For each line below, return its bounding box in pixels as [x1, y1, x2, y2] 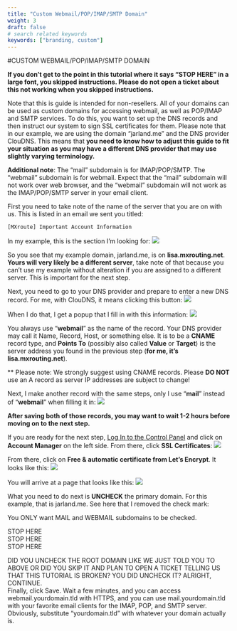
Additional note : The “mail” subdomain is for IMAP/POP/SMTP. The [7, 166, 206, 174]
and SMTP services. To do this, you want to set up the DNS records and [7, 115, 218, 123]
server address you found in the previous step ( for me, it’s [7, 346, 179, 356]
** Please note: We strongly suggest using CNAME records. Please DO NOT [7, 368, 230, 377]
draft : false [7, 23, 46, 31]
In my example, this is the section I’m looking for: [7, 237, 151, 245]
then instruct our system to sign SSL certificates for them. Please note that [7, 122, 226, 130]
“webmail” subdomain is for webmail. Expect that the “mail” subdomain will [7, 174, 228, 182]
